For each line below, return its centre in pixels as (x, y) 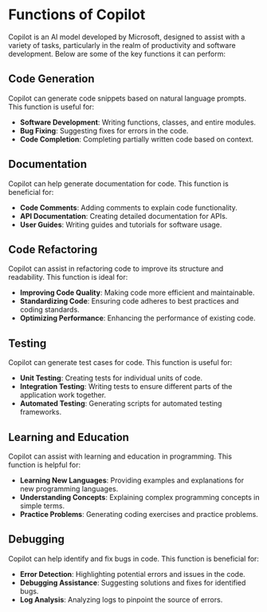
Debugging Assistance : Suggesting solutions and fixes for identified (133, 582)
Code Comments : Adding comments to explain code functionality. (128, 207)
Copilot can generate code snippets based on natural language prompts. (128, 98)
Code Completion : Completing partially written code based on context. (136, 139)
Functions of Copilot (77, 15)
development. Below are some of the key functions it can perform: (117, 54)
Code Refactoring (53, 249)
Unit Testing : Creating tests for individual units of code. (111, 378)
